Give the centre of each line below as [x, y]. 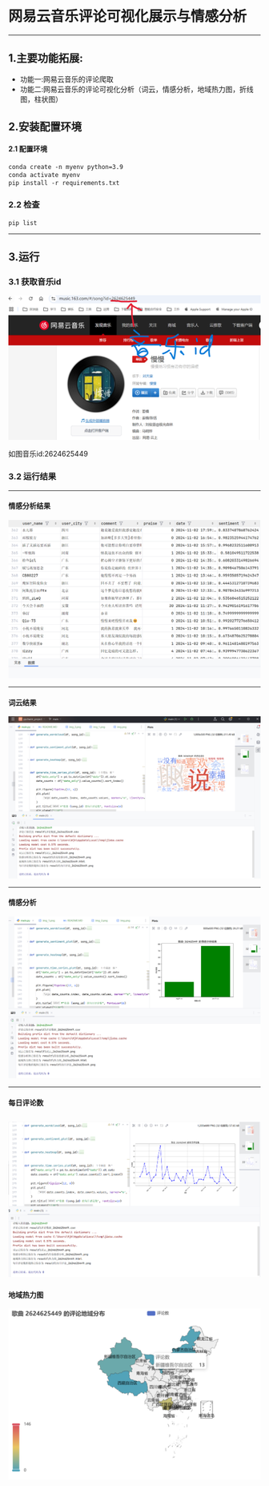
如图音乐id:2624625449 [48, 454]
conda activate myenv [44, 175]
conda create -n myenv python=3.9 [66, 167]
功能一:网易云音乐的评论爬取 [66, 79]
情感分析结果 [29, 506]
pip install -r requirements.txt [64, 183]
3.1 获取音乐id [35, 281]
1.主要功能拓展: [46, 58]
